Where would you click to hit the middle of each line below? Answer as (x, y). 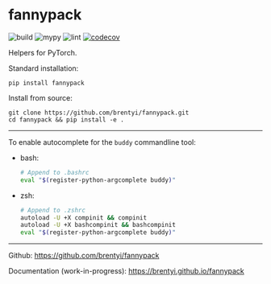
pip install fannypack (46, 83)
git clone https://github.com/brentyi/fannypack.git (99, 113)
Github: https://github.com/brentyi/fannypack (84, 256)
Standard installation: (44, 68)
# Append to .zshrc (53, 210)
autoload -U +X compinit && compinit (83, 218)
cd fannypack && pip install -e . (67, 119)
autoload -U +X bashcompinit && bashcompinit (98, 225)
